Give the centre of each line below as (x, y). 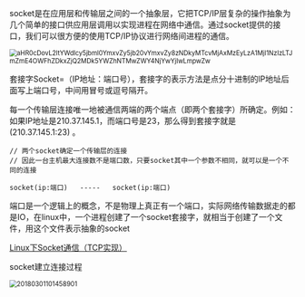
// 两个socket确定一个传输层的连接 (69, 151)
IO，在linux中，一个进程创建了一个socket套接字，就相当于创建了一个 (146, 217)
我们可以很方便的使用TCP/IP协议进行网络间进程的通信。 (129, 36)
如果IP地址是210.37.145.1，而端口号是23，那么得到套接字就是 (123, 121)
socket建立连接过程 (46, 267)
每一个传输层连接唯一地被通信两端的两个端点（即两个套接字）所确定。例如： (152, 110)
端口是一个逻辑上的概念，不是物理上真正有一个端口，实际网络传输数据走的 (148, 206)
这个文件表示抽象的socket (81, 228)
